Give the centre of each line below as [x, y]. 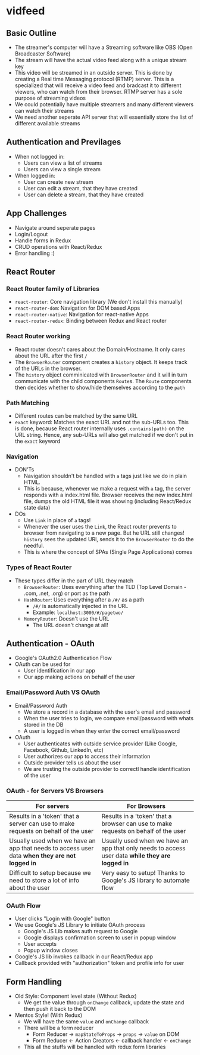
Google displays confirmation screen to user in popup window [100, 937]
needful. [34, 546]
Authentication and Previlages [64, 142]
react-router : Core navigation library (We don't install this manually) [99, 302]
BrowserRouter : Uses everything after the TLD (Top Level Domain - [105, 587]
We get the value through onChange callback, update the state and [104, 1002]
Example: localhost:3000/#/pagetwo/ [78, 612]
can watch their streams [44, 111]
